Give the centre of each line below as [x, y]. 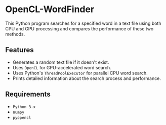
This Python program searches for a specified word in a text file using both [83, 23]
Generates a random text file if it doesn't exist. [61, 62]
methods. [15, 34]
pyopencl [22, 117]
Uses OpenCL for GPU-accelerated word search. [62, 67]
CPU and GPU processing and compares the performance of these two [79, 28]
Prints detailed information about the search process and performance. [87, 78]
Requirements [28, 94]
